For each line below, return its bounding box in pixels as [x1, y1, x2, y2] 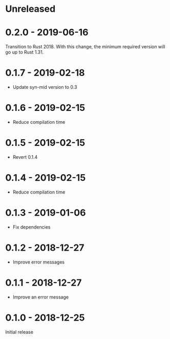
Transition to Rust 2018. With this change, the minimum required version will [5, 44, 165, 50]
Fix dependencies [12, 224, 51, 230]
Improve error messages [12, 259, 65, 265]
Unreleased [5, 3, 56, 15]
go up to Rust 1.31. [5, 49, 44, 55]
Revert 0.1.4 [12, 154, 38, 160]
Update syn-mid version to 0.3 [12, 84, 77, 90]
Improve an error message [12, 294, 69, 300]
